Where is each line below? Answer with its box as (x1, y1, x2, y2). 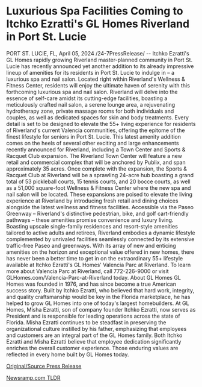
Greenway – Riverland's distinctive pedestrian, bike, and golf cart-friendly (6, 210, 189, 217)
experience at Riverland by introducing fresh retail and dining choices (6, 197, 179, 204)
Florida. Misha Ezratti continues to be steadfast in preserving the (6, 318, 167, 326)
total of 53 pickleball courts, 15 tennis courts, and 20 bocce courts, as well (6, 178, 191, 185)
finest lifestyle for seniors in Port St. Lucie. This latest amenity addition (6, 133, 182, 140)
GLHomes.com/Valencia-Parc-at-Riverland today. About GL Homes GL (6, 274, 182, 281)
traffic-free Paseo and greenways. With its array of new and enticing (6, 242, 176, 249)
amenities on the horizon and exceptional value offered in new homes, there (6, 248, 194, 256)
